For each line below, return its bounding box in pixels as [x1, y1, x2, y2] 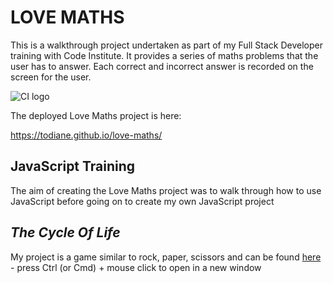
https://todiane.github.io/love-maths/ [10, 129, 163, 141]
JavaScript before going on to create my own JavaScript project [10, 195, 275, 207]
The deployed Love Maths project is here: [10, 109, 182, 121]
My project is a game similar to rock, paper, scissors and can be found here [10, 251, 322, 263]
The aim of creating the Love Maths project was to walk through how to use [10, 184, 322, 196]
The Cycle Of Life [10, 224, 121, 241]
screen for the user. [10, 71, 92, 83]
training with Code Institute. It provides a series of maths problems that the [10, 49, 319, 61]
